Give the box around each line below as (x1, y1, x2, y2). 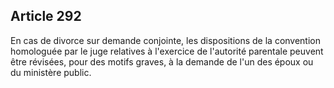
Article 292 (10, 8, 82, 25)
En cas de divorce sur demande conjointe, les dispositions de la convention (10, 34, 322, 46)
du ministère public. (10, 66, 92, 78)
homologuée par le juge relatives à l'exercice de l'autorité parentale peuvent (10, 45, 324, 57)
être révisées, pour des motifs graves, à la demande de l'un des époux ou (10, 55, 314, 68)
